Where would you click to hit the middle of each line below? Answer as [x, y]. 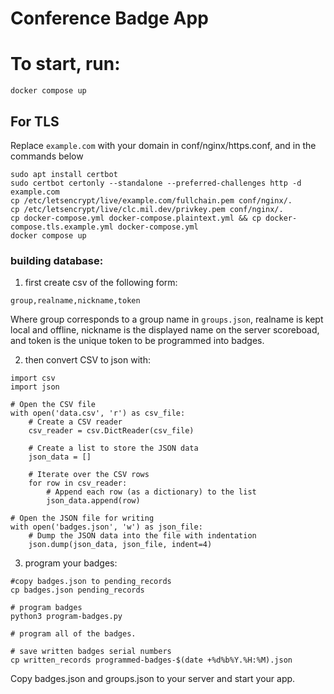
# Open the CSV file [53, 405]
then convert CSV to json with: [87, 360]
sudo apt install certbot [64, 174]
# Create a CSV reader [75, 422]
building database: [57, 260]
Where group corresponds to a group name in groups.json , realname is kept [167, 319]
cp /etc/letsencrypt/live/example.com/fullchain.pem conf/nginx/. [151, 200]
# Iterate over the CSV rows [89, 475]
